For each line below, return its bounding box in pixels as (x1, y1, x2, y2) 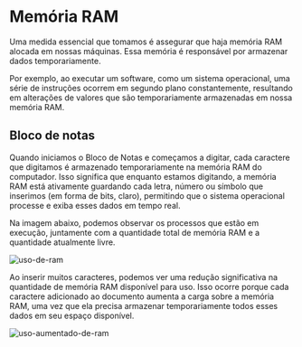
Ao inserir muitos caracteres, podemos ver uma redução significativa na (9, 271, 278, 282)
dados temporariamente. (9, 55, 101, 66)
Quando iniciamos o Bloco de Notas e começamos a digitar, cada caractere (9, 152, 291, 163)
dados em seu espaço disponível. (9, 310, 135, 321)
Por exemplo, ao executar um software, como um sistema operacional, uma (9, 72, 291, 83)
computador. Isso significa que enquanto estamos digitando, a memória (9, 171, 278, 182)
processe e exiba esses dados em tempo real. (9, 200, 181, 211)
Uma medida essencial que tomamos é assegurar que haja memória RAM (9, 36, 283, 47)
